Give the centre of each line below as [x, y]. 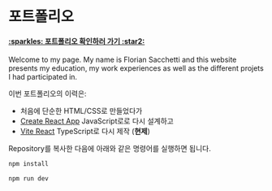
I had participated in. [43, 77]
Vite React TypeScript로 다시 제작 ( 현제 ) [85, 132]
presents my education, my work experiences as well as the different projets [136, 68]
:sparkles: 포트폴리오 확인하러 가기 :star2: [77, 41]
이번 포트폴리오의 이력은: [47, 93]
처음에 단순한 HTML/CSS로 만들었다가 [81, 111]
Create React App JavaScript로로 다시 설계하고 [97, 121]
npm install [28, 164]
